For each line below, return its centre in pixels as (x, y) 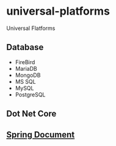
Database (25, 47)
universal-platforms (58, 11)
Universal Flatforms (31, 28)
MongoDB (28, 75)
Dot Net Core (31, 114)
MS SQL (25, 81)
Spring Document (41, 135)
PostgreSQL (30, 94)
